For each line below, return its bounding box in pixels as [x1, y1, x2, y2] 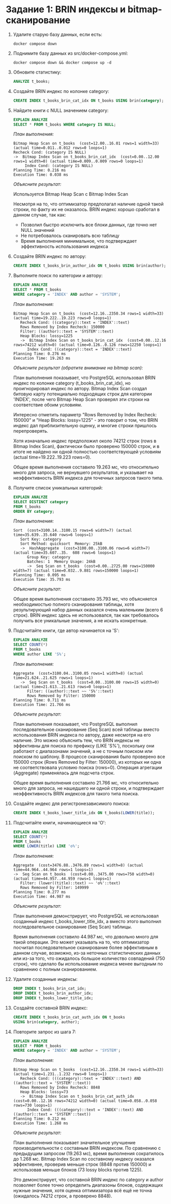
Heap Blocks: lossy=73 [20, 1090, 68, 1095]
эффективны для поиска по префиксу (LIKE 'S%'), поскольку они [13, 742, 155, 749]
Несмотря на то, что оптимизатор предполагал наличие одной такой [13, 201, 164, 207]
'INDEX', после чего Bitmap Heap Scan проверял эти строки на [13, 396, 150, 402]
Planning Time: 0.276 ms [13, 351, 66, 356]
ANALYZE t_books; [13, 79, 50, 84]
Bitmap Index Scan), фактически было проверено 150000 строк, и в [13, 443, 160, 449]
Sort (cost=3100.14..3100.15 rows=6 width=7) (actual [13, 528, 132, 533]
